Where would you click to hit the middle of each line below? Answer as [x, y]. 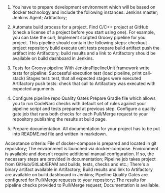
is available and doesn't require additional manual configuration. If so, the [80, 154]
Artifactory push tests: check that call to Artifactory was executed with [84, 83]
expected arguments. [34, 89]
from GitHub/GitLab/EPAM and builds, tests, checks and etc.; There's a [77, 164]
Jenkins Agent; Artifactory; [40, 17]
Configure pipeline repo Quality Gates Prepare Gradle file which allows [84, 98]
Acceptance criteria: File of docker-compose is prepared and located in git [81, 143]
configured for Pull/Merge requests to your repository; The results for [76, 180]
